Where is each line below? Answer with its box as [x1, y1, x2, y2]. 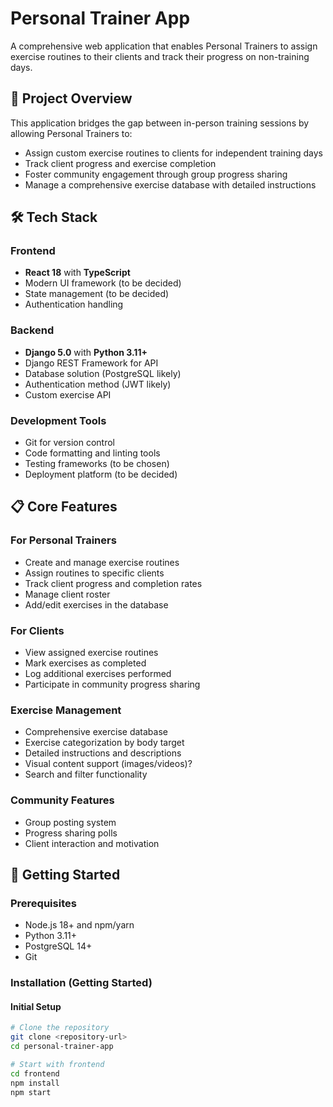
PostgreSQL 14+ [24, 940, 93, 952]
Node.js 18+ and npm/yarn [24, 919, 135, 931]
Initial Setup [10, 1000, 62, 1012]
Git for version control [24, 437, 116, 449]
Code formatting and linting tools [24, 447, 161, 459]
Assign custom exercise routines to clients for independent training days [24, 147, 323, 159]
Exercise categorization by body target [24, 737, 185, 749]
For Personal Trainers [10, 533, 117, 547]
